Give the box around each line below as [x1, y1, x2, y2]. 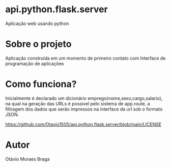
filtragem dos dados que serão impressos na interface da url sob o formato [5, 106, 163, 112]
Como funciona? [5, 78, 77, 90]
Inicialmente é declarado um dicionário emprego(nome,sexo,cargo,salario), [5, 95, 163, 101]
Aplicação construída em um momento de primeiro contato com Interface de [5, 55, 166, 61]
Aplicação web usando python [5, 20, 69, 26]
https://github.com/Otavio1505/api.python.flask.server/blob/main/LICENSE [5, 121, 162, 127]
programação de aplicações [5, 60, 65, 67]
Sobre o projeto [5, 38, 72, 50]
